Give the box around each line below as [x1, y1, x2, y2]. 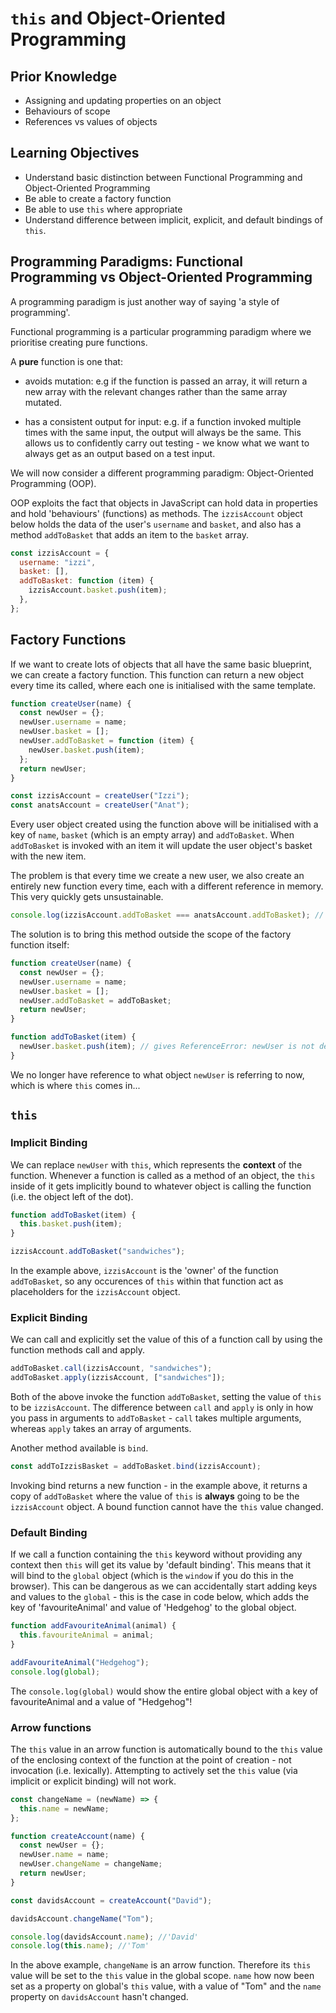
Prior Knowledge [10, 68, 118, 85]
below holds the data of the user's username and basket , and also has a [10, 518, 302, 530]
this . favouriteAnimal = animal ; [19, 1630, 155, 1641]
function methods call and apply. [10, 1344, 145, 1356]
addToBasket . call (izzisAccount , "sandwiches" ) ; [10, 1363, 213, 1374]
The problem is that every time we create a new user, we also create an [10, 870, 305, 882]
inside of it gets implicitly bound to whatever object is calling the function [10, 1180, 312, 1192]
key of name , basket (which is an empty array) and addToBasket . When [10, 829, 295, 841]
